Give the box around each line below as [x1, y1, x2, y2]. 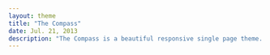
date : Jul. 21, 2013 [8, 27, 79, 35]
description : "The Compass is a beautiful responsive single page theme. [8, 34, 264, 43]
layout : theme [8, 11, 57, 20]
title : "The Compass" [8, 19, 82, 27]
